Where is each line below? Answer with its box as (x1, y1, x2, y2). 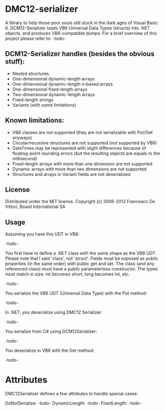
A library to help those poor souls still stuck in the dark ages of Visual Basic (5, 20, 158, 26)
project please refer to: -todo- (5, 35, 66, 41)
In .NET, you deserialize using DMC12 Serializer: (5, 309, 102, 315)
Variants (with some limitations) (12, 102, 76, 108)
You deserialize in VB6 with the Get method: (5, 347, 95, 353)
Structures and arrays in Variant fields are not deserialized (12, 171, 131, 177)
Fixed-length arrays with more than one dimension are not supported (12, 161, 153, 167)
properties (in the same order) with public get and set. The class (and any (5, 261, 155, 267)
